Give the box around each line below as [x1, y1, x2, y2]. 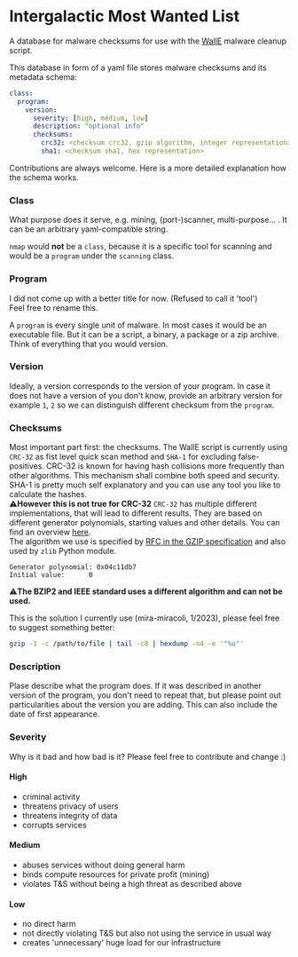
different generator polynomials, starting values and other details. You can [9, 518, 281, 528]
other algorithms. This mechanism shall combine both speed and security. [9, 471, 280, 481]
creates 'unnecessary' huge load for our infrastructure [21, 937, 222, 948]
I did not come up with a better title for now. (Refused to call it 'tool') [9, 293, 258, 304]
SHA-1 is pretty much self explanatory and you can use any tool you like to [9, 479, 281, 490]
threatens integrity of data [21, 810, 118, 820]
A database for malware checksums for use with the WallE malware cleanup [9, 36, 286, 46]
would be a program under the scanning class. [9, 250, 175, 261]
